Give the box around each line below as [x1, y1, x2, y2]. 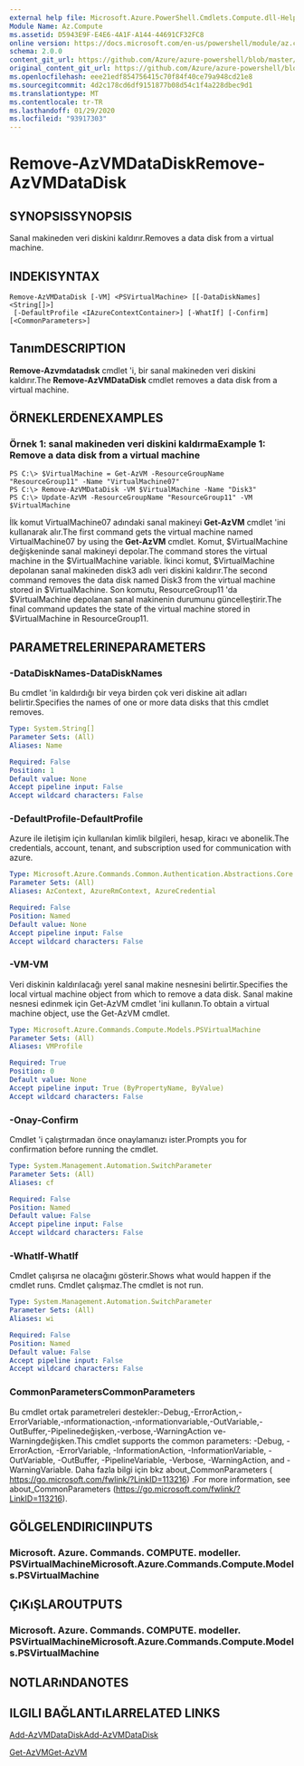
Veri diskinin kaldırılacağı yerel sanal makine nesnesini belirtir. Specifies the [9, 979, 288, 989]
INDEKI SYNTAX [9, 268, 100, 284]
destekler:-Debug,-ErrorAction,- [122, 1406, 242, 1417]
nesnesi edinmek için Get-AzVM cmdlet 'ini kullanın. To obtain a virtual [9, 998, 270, 1008]
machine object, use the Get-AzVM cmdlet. [9, 1008, 170, 1018]
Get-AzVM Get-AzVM [9, 1747, 88, 1758]
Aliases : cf [9, 1178, 54, 1187]
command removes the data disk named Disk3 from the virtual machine [9, 574, 276, 585]
